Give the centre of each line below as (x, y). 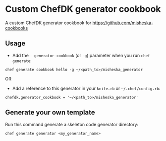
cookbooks (17, 28)
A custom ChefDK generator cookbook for (48, 23)
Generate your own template (50, 113)
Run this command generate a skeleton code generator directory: (72, 124)
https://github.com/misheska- (123, 23)
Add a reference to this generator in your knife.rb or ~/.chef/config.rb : (86, 88)
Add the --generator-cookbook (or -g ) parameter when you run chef (81, 55)
